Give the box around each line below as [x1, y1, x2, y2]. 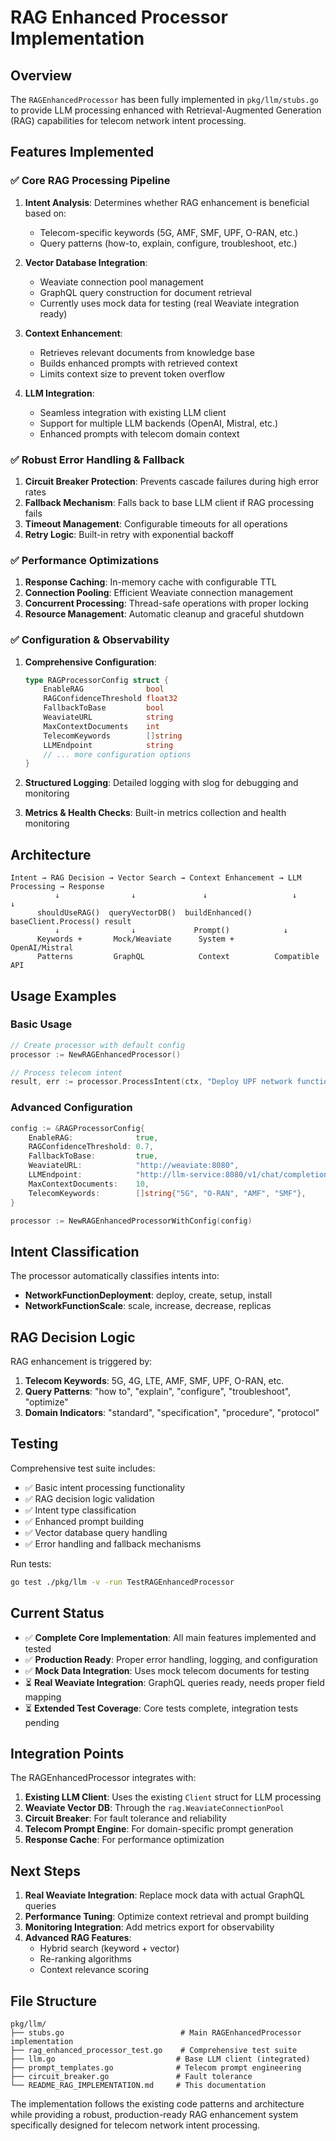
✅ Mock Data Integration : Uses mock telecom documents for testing [24, 1664, 310, 1676]
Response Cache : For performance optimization [24, 1834, 225, 1846]
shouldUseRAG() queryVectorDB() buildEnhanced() [36, 908, 253, 918]
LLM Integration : [24, 387, 95, 399]
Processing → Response [10, 882, 105, 892]
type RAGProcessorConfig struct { [24, 675, 169, 685]
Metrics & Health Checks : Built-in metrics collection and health [24, 807, 287, 819]
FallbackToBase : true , [28, 1151, 159, 1161]
